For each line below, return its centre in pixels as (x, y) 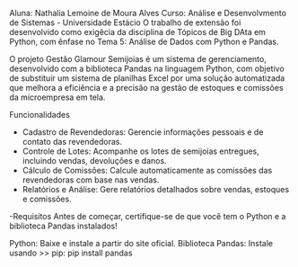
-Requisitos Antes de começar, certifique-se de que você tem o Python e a (148, 216)
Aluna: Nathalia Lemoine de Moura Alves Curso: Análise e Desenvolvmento (148, 13)
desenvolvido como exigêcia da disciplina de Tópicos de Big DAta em (138, 32)
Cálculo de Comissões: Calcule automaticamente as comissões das (147, 170)
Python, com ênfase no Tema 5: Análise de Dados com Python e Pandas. (144, 41)
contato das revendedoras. (72, 142)
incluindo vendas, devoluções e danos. (95, 160)
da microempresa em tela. (57, 97)
